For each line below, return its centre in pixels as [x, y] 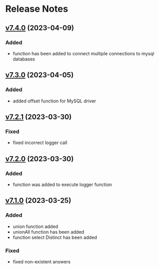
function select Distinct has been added [55, 237]
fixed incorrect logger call [40, 143]
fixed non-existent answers [42, 261]
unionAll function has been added [48, 232]
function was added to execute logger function [62, 184]
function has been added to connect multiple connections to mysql [84, 53]
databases [24, 59]
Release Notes [37, 9]
